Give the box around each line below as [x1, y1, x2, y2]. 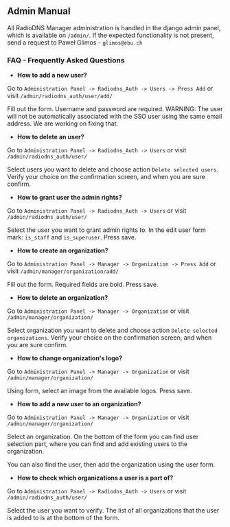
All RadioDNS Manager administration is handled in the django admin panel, [7, 23, 221, 32]
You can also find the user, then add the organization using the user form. [7, 460, 216, 469]
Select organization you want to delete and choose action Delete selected [7, 326, 218, 335]
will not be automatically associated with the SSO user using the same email [7, 113, 222, 121]
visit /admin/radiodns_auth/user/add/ [7, 92, 113, 100]
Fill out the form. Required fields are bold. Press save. [7, 281, 159, 289]
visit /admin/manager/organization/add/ [7, 267, 119, 275]
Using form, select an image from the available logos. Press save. [7, 387, 192, 395]
